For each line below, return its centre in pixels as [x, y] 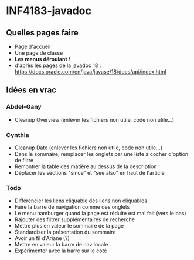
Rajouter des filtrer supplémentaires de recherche [74, 219]
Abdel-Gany [24, 107]
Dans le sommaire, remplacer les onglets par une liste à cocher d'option [101, 154]
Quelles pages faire [42, 33]
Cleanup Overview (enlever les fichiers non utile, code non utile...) [94, 119]
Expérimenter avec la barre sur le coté [61, 251]
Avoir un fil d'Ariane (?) [42, 238]
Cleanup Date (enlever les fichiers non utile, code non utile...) [89, 148]
